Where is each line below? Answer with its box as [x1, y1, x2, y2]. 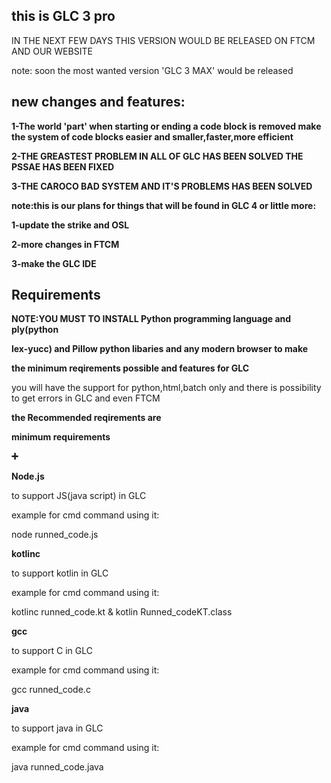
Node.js [11, 470, 45, 483]
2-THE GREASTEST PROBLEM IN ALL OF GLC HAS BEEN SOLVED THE [11, 150, 304, 162]
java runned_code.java [11, 761, 104, 773]
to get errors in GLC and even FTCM [11, 392, 161, 404]
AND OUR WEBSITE [11, 45, 93, 57]
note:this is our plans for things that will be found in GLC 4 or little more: [11, 199, 317, 211]
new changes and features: [11, 94, 186, 111]
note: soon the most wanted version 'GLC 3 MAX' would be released [11, 64, 294, 76]
